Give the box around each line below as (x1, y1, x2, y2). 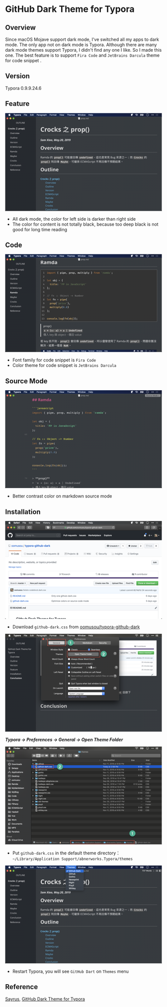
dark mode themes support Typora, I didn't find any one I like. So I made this (5, 47, 162, 53)
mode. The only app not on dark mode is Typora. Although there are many (5, 42, 157, 48)
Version (5, 72, 30, 81)
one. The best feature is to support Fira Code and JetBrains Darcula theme (5, 52, 160, 58)
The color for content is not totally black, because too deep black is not (12, 221, 159, 227)
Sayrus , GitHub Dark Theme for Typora (5, 996, 85, 1002)
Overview (5, 23, 36, 32)
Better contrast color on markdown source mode (12, 493, 112, 499)
